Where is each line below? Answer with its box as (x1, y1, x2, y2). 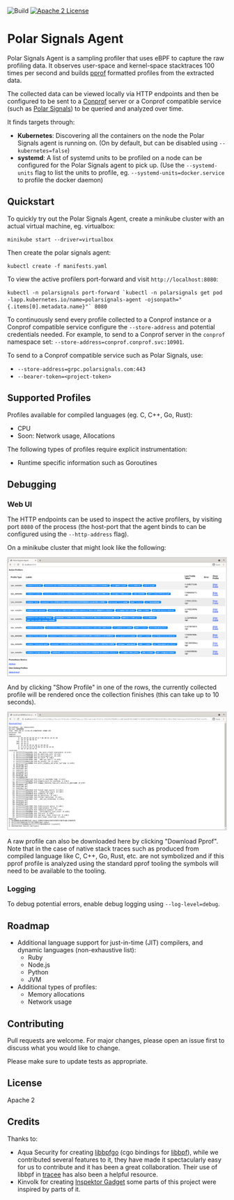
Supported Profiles (7, 392, 92, 404)
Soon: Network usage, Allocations (17, 432, 116, 440)
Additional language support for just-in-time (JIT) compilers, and (17, 938, 203, 947)
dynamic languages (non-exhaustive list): (17, 946, 136, 954)
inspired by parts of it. (17, 1185, 81, 1193)
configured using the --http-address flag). (7, 530, 129, 539)
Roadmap (7, 919, 50, 932)
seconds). (7, 697, 36, 706)
